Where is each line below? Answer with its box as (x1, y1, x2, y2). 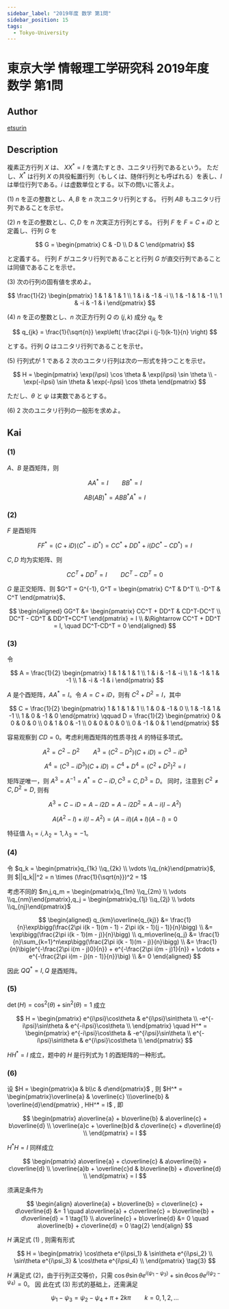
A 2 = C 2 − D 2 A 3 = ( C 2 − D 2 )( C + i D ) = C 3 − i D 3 (42, 746, 187, 756)
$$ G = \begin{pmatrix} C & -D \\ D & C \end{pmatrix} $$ (35, 241, 195, 249)
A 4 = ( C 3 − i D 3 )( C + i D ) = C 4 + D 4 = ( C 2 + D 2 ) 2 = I (44, 761, 186, 770)
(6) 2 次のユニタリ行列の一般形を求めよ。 (7, 406, 124, 415)
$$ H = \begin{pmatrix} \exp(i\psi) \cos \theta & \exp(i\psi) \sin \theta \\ (12, 370, 213, 379)
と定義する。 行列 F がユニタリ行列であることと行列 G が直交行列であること (7, 255, 221, 263)
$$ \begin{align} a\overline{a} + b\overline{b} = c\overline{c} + (26, 1199, 204, 1207)
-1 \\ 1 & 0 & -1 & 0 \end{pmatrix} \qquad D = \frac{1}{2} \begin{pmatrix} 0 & (8, 711, 221, 720)
